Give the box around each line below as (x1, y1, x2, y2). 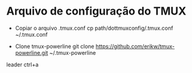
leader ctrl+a (6, 61, 39, 68)
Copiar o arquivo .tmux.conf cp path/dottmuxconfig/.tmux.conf (15, 24, 174, 32)
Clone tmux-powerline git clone (15, 43, 94, 50)
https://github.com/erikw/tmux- (95, 43, 175, 50)
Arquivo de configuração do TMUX (6, 4, 187, 18)
